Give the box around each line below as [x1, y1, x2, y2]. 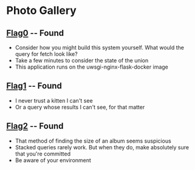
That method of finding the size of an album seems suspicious [15, 137, 171, 144]
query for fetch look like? [15, 50, 78, 58]
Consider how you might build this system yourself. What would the [15, 44, 184, 51]
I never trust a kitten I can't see [15, 97, 93, 104]
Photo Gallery [6, 4, 77, 18]
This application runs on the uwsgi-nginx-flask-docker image [15, 63, 169, 70]
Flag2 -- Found [6, 121, 64, 131]
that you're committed [15, 150, 71, 157]
